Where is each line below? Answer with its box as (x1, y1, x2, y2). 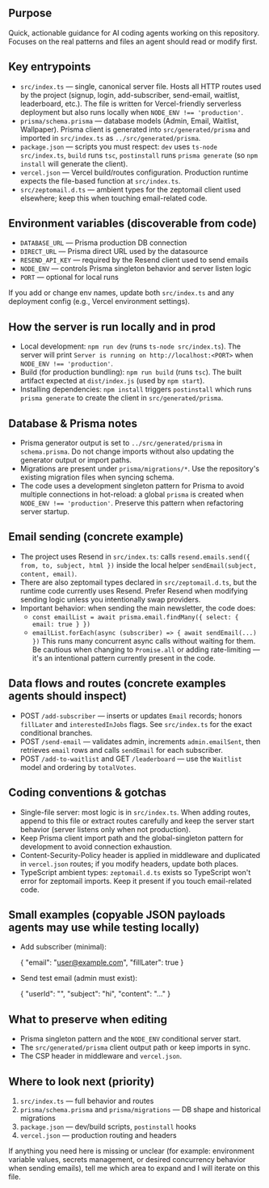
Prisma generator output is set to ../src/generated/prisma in (19, 438, 223, 448)
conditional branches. (19, 728, 93, 738)
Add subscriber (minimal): (19, 942, 107, 952)
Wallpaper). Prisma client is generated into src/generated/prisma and (19, 125, 250, 134)
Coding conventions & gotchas (8, 786, 167, 800)
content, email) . (19, 569, 78, 578)
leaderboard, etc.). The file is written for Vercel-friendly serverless (19, 99, 242, 108)
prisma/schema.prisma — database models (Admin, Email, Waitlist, (19, 116, 240, 125)
